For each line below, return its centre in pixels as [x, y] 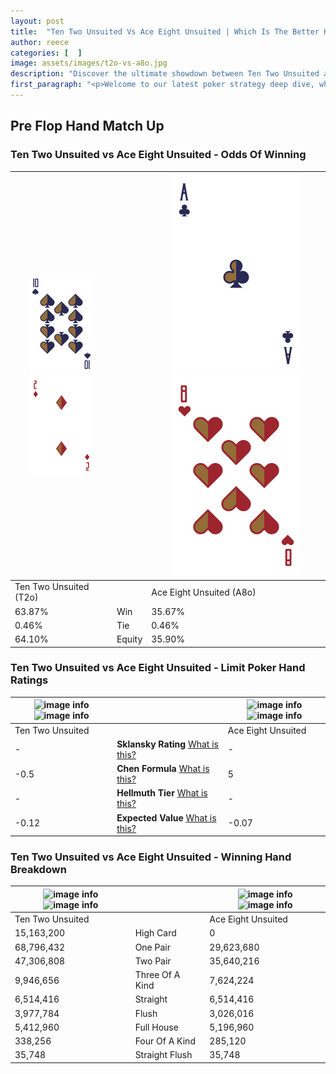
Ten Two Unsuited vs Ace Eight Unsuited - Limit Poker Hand [158, 668]
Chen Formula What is [163, 769]
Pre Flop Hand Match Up [87, 126]
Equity [129, 639]
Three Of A [157, 975]
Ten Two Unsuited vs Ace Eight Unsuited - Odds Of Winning [158, 155]
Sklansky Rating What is [167, 744]
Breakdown [38, 870]
